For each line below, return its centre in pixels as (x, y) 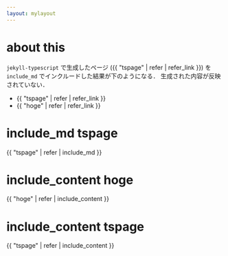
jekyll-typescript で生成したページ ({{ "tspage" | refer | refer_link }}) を (109, 67)
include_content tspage (76, 226)
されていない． (27, 84)
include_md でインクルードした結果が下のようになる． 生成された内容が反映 (114, 75)
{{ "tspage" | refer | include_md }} (54, 152)
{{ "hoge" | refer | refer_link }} (58, 105)
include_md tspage (62, 133)
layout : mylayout (31, 13)
